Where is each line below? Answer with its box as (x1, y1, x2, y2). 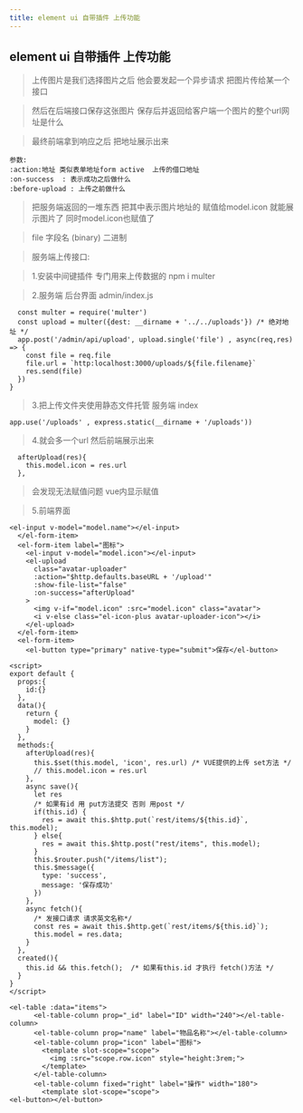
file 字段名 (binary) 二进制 (31, 232, 128, 243)
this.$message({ (33, 863, 95, 873)
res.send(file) (25, 367, 83, 376)
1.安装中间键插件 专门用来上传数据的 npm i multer (31, 271, 215, 282)
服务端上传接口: (31, 251, 90, 263)
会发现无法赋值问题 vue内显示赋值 (31, 486, 160, 497)
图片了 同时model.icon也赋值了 (39, 213, 156, 224)
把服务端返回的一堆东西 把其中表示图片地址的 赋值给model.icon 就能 (31, 201, 287, 213)
